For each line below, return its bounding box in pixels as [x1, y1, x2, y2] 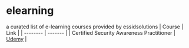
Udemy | [6, 35, 27, 42]
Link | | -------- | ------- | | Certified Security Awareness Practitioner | [6, 29, 175, 36]
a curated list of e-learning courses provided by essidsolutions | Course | [6, 23, 184, 30]
